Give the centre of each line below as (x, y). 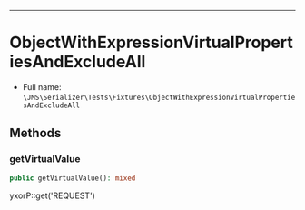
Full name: (42, 86)
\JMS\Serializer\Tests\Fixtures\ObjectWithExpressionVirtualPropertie (159, 97)
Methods (35, 133)
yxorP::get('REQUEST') (52, 195)
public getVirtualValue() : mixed (73, 178)
